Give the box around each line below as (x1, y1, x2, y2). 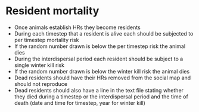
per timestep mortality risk (14, 36, 79, 43)
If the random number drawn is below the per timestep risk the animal (14, 43, 186, 50)
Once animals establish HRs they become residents (14, 24, 141, 31)
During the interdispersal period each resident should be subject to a (14, 55, 184, 62)
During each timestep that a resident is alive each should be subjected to (14, 30, 194, 37)
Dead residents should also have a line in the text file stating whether (14, 87, 184, 94)
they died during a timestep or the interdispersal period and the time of (14, 93, 188, 100)
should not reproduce (14, 80, 68, 87)
